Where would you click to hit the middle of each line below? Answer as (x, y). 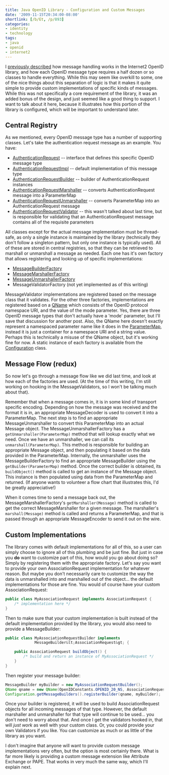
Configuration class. (26, 348)
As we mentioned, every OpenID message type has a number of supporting (83, 137)
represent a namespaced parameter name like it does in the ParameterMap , (83, 326)
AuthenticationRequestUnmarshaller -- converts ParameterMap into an (86, 201)
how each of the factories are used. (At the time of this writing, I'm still (78, 381)
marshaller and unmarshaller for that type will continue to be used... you (80, 714)
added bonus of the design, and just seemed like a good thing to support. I (82, 98)
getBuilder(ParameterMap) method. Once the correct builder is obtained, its (83, 466)
